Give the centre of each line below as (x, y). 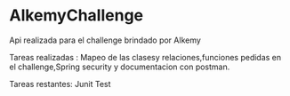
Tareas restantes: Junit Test (60, 84)
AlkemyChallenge (77, 16)
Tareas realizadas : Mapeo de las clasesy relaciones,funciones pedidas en (145, 57)
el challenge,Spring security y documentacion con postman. (120, 67)
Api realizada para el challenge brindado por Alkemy (105, 40)
